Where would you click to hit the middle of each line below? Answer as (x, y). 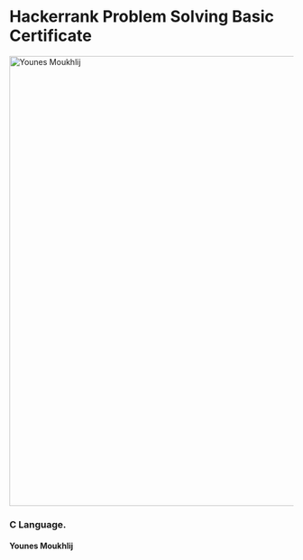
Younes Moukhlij (41, 546)
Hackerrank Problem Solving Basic (142, 17)
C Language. (38, 524)
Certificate (50, 36)
